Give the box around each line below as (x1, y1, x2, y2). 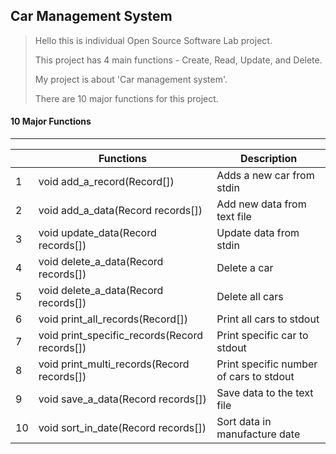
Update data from (216, 226, 300, 240)
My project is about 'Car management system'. (34, 73, 228, 85)
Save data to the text (216, 386, 314, 400)
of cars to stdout (216, 370, 295, 384)
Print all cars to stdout (216, 312, 320, 326)
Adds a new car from (216, 169, 315, 183)
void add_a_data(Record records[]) (38, 204, 203, 218)
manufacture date (216, 427, 301, 441)
